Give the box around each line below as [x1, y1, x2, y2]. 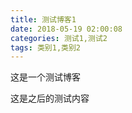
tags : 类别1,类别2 [10, 42, 82, 53]
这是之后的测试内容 [10, 92, 90, 105]
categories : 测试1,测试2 [10, 33, 108, 43]
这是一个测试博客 [10, 71, 81, 83]
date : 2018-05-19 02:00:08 [10, 24, 123, 34]
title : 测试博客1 [10, 14, 77, 25]
